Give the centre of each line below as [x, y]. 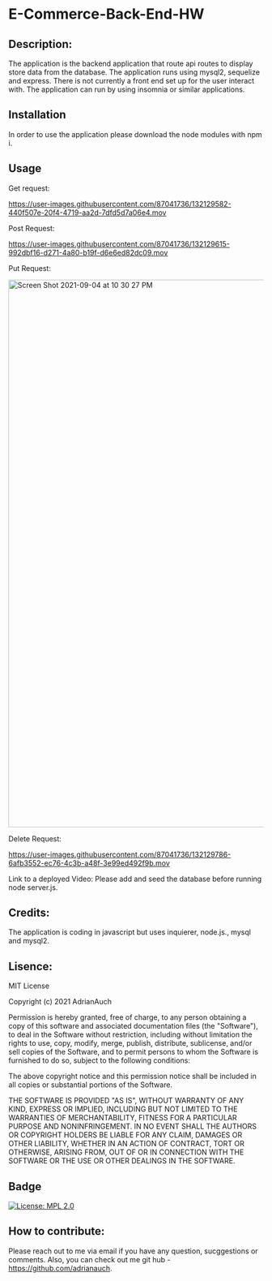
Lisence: [30, 966]
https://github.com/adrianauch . [60, 1268]
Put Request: [30, 268]
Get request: [29, 188]
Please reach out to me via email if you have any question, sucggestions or [133, 1251]
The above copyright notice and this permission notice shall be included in [132, 1077]
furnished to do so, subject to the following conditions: [99, 1060]
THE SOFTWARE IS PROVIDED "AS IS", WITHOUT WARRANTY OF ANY [126, 1101]
